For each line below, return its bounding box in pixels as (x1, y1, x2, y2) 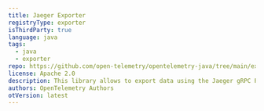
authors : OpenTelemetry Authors (8, 84, 114, 92)
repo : (8, 63, 26, 70)
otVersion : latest (8, 91, 68, 99)
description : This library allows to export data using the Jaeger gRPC (8, 77, 251, 84)
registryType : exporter (8, 19, 86, 27)
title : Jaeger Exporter (8, 11, 86, 20)
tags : (8, 41, 26, 48)
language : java (8, 33, 58, 41)
